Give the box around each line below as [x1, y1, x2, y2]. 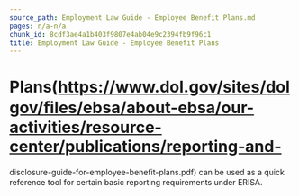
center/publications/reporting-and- [9, 137, 282, 157]
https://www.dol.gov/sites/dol [58, 77, 291, 97]
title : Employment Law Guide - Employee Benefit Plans [9, 38, 220, 48]
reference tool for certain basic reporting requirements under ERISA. [9, 177, 263, 188]
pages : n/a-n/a [9, 22, 67, 31]
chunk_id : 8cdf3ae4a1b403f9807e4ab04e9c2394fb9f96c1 [9, 30, 212, 39]
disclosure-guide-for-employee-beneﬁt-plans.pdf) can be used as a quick [9, 167, 285, 178]
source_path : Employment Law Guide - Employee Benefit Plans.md [9, 13, 256, 22]
